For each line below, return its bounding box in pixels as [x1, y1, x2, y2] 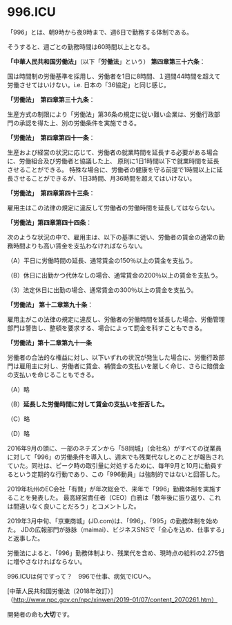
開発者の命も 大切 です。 [7, 610, 74, 618]
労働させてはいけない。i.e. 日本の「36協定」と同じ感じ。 [7, 80, 171, 89]
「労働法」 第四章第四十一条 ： [7, 133, 95, 142]
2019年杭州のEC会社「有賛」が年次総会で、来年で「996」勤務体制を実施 [7, 484, 215, 493]
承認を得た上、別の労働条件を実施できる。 [19, 118, 140, 127]
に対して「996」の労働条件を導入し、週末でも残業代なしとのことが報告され [7, 453, 224, 461]
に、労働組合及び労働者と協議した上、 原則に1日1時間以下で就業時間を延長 [7, 156, 220, 165]
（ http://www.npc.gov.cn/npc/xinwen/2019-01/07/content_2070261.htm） [7, 595, 218, 604]
